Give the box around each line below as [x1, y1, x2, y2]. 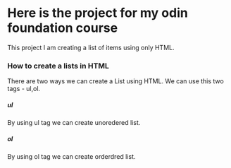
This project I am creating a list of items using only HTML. [7, 43, 175, 52]
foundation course [7, 20, 118, 36]
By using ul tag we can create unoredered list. [7, 119, 141, 127]
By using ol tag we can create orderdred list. [7, 152, 136, 161]
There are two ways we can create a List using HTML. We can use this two [7, 77, 224, 85]
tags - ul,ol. [7, 85, 41, 93]
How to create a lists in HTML [7, 61, 109, 71]
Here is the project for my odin [7, 5, 188, 21]
